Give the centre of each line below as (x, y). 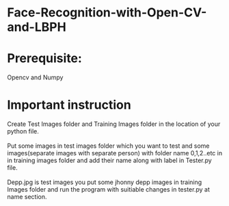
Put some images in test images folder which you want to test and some (108, 146)
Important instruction (69, 105)
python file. (23, 131)
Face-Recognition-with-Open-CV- (107, 13)
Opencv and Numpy (35, 77)
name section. (27, 197)
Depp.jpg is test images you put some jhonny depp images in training (105, 182)
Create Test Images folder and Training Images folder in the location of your (114, 124)
